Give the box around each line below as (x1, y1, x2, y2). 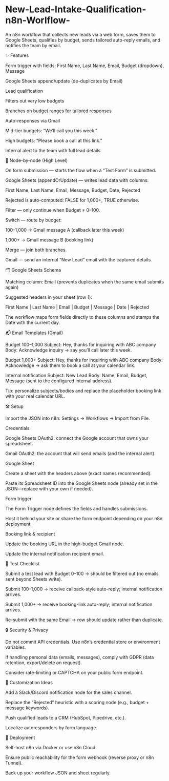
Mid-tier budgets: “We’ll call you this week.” (5, 127, 97, 134)
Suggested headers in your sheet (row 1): (5, 294, 92, 300)
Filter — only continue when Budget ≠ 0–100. (5, 207, 100, 213)
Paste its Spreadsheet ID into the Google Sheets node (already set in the (5, 480, 158, 486)
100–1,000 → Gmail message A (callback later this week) (5, 227, 124, 233)
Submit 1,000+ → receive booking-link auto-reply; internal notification (5, 601, 153, 607)
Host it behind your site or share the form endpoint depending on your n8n (5, 515, 163, 521)
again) (5, 284, 19, 290)
